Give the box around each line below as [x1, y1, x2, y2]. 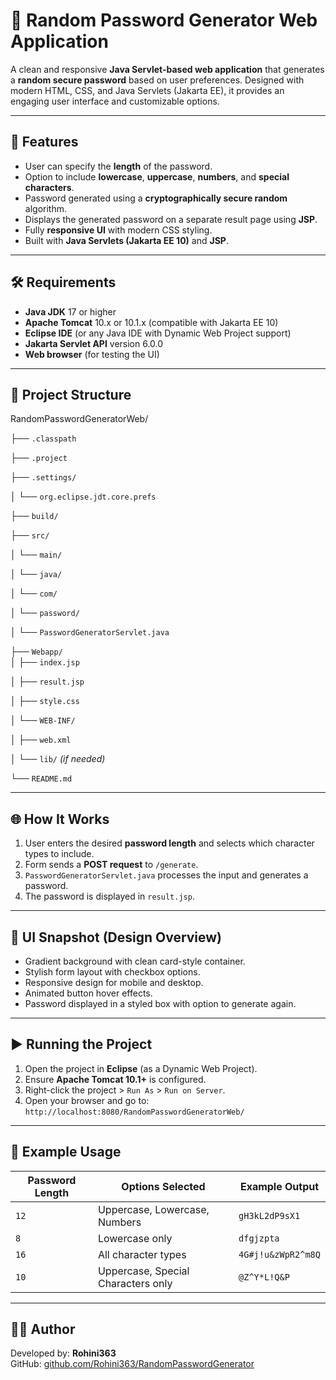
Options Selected [121, 1179, 206, 1193]
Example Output [239, 1179, 320, 1193]
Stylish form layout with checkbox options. [24, 966, 201, 978]
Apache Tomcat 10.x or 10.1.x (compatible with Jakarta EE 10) [24, 316, 279, 328]
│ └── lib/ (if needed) [10, 753, 106, 765]
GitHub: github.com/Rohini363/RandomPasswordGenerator [10, 1358, 255, 1370]
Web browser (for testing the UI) [24, 348, 160, 360]
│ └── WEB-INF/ [10, 714, 76, 726]
